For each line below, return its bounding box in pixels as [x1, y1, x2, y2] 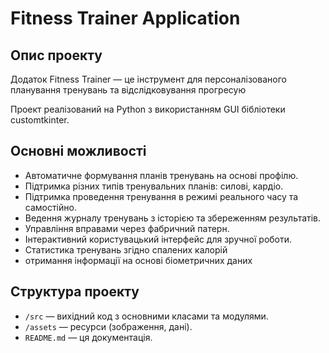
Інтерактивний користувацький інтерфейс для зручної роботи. [24, 233, 293, 245]
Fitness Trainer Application [10, 7, 241, 30]
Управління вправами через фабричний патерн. [24, 222, 230, 234]
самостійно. [24, 201, 77, 213]
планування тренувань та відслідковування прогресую [10, 84, 247, 96]
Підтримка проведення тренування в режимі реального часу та [24, 190, 299, 202]
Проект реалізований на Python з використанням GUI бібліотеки [10, 103, 286, 115]
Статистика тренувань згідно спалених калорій [24, 243, 228, 256]
